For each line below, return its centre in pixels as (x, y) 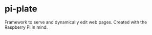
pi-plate (21, 9)
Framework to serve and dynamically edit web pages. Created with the (76, 22)
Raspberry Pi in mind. (26, 27)
